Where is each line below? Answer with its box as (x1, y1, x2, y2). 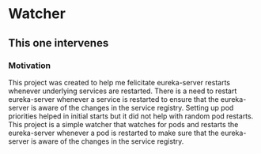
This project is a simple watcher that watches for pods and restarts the (8, 119, 239, 129)
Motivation (8, 60, 51, 71)
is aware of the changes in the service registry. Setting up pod (31, 103, 234, 112)
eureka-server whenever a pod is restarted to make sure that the (8, 128, 219, 137)
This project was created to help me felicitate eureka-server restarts (8, 77, 231, 87)
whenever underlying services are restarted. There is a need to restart (8, 86, 237, 96)
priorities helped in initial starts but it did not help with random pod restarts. (8, 111, 254, 121)
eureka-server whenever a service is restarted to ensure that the (8, 94, 219, 103)
